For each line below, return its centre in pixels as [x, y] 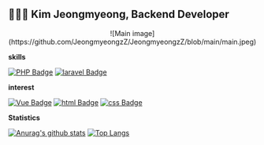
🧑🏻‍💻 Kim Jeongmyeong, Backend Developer [119, 14]
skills [17, 56]
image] [144, 33]
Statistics [24, 118]
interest [21, 87]
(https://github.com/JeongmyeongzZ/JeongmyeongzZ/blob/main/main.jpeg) [132, 42]
